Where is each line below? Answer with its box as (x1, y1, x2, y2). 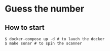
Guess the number (5, 3, 85, 15)
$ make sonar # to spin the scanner (5, 41, 82, 46)
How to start (5, 23, 45, 32)
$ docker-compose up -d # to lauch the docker (5, 36, 105, 41)
